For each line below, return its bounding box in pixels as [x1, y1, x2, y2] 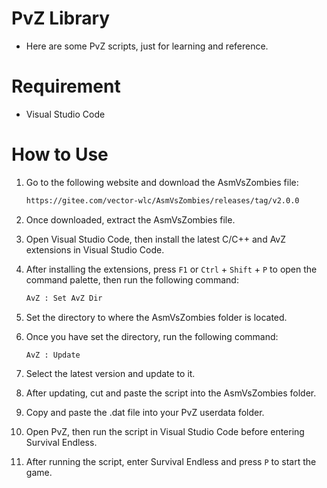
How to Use [11, 143, 109, 166]
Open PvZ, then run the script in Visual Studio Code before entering [25, 426, 305, 438]
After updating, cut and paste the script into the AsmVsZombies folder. [25, 387, 317, 399]
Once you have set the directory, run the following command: [25, 330, 279, 342]
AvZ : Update [25, 350, 81, 360]
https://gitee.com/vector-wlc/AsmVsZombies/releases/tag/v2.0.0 [25, 195, 300, 206]
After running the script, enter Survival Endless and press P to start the [25, 456, 317, 468]
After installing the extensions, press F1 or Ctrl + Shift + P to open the [25, 263, 318, 275]
